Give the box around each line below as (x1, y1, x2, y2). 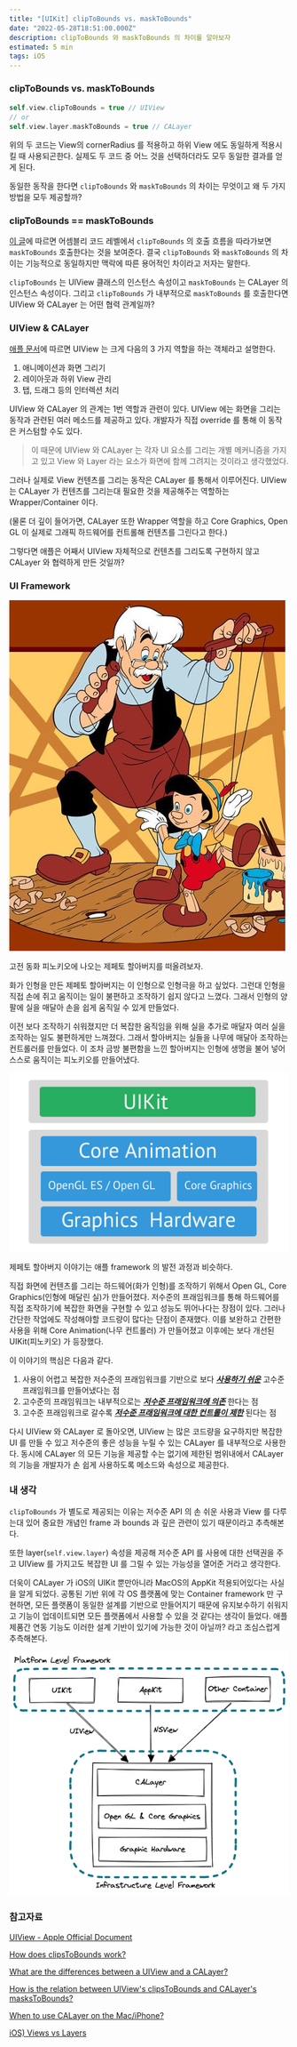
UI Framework (9, 579, 71, 591)
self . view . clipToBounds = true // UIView (9, 103, 165, 113)
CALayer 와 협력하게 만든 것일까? (9, 557, 125, 567)
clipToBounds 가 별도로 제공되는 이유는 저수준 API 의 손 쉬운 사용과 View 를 (9, 1505, 271, 1516)
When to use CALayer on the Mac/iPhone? (9, 2010, 164, 2020)
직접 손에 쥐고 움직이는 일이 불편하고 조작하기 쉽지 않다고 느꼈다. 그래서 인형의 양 (9, 991, 288, 1001)
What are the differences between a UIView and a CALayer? (9, 1966, 229, 1977)
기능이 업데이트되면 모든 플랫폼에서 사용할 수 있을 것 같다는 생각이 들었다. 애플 (18, 1610, 288, 1621)
